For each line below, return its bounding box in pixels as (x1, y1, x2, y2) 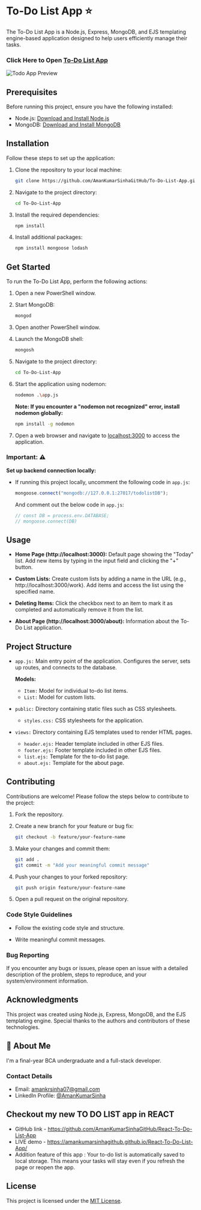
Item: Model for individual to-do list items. (23, 687, 128, 695)
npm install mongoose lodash (14, 245, 88, 251)
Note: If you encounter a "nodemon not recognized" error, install (14, 403, 180, 410)
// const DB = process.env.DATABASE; (14, 512, 110, 518)
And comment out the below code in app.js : (14, 501, 124, 508)
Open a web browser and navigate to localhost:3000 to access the (14, 432, 180, 439)
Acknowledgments (6, 995, 79, 1005)
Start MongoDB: (14, 301, 55, 309)
